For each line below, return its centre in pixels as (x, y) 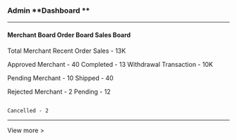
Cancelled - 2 (28, 110)
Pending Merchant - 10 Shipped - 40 (61, 78)
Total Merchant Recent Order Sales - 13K (67, 51)
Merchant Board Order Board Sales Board (69, 34)
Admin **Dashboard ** (49, 11)
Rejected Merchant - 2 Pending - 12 (59, 91)
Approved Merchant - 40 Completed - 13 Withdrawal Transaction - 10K (110, 64)
